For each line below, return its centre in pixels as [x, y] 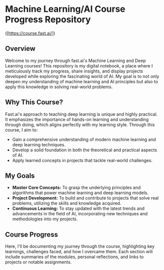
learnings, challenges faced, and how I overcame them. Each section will [79, 252]
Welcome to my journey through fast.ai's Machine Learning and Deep [76, 61]
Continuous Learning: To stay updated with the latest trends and [78, 208]
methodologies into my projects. [45, 219]
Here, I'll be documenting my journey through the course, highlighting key [80, 246]
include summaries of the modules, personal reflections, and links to [74, 257]
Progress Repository [48, 19]
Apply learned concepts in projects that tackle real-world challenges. [82, 160]
